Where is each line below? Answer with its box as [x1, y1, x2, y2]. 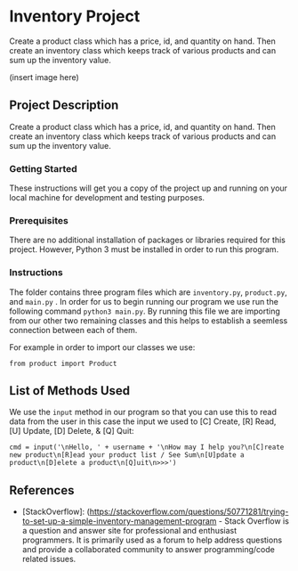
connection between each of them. [9, 324, 138, 335]
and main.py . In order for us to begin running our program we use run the [9, 296, 278, 306]
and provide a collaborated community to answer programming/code [21, 544, 276, 555]
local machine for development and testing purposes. [9, 192, 205, 203]
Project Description [9, 98, 119, 113]
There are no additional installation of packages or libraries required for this [9, 234, 286, 246]
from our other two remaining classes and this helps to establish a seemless [9, 314, 288, 326]
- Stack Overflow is [218, 516, 289, 526]
